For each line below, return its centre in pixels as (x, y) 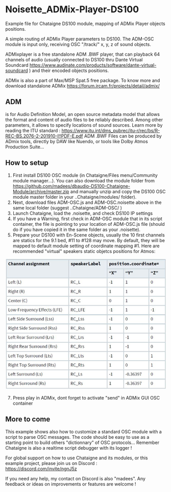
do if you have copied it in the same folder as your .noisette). (77, 229)
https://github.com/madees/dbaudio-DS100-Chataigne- (71, 186)
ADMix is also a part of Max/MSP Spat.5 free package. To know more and (83, 80)
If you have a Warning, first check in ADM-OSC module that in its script (87, 219)
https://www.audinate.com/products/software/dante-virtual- (93, 65)
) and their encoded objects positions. (69, 71)
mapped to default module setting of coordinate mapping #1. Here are (86, 246)
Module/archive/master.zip (41, 191)
